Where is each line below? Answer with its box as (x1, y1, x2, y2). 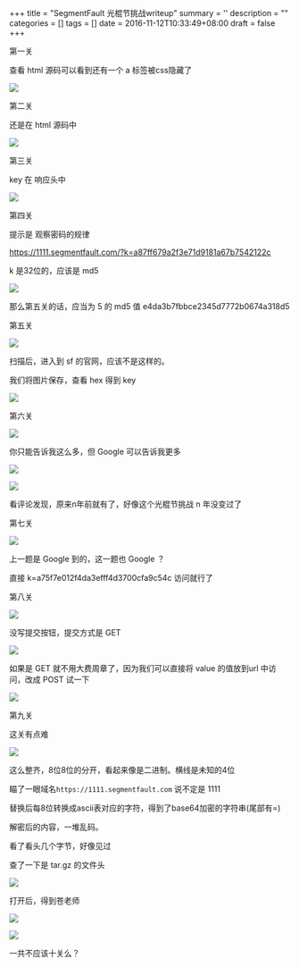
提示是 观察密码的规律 (9, 229, 90, 240)
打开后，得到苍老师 (9, 896, 80, 905)
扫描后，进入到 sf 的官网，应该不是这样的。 (9, 356, 170, 366)
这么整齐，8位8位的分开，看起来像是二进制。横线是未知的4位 (9, 765, 236, 775)
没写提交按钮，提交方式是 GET (9, 627, 121, 637)
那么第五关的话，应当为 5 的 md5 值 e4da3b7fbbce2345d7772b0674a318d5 (9, 301, 290, 311)
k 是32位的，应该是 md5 (9, 265, 99, 275)
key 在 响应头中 (9, 174, 67, 185)
